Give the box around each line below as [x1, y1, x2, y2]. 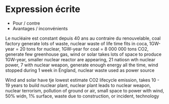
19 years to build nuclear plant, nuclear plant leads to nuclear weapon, [5, 82, 151, 88]
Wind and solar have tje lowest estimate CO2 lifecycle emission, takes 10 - [5, 77, 160, 83]
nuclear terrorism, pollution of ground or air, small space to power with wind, [5, 87, 164, 93]
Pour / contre [12, 20, 40, 26]
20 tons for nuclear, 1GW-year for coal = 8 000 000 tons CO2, [20, 46, 149, 52]
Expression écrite [5, 4, 81, 15]
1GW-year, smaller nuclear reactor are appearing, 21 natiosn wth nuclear [5, 56, 155, 62]
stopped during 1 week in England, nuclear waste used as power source [5, 67, 155, 73]
